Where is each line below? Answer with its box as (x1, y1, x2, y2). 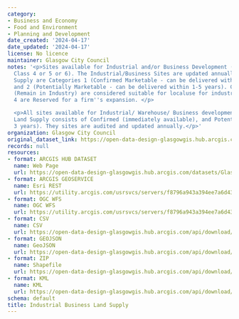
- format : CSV (7, 215, 50, 223)
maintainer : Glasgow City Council (7, 57, 110, 64)
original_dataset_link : (7, 136, 78, 143)
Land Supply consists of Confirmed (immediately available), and (14, 116, 212, 123)
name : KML (14, 281, 43, 288)
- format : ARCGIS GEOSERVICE (7, 175, 94, 182)
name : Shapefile (14, 261, 62, 269)
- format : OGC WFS (7, 195, 62, 203)
